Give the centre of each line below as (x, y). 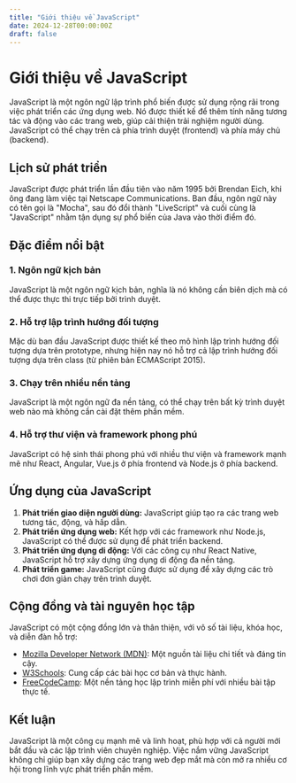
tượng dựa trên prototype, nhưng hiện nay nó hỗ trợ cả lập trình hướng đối (144, 351)
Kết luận (32, 720)
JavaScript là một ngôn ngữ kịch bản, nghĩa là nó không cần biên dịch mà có (149, 290)
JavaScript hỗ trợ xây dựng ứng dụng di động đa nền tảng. (129, 560)
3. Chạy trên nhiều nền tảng (70, 384)
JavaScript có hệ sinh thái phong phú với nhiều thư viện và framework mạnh (148, 454)
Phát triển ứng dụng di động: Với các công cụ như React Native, (140, 550)
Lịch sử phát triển (58, 168)
